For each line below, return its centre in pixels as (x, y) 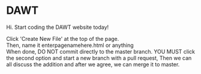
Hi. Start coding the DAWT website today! (58, 27)
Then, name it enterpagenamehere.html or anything (70, 45)
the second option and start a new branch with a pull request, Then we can (99, 58)
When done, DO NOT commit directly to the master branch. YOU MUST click (100, 51)
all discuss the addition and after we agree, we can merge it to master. (93, 64)
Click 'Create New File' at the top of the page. (63, 39)
